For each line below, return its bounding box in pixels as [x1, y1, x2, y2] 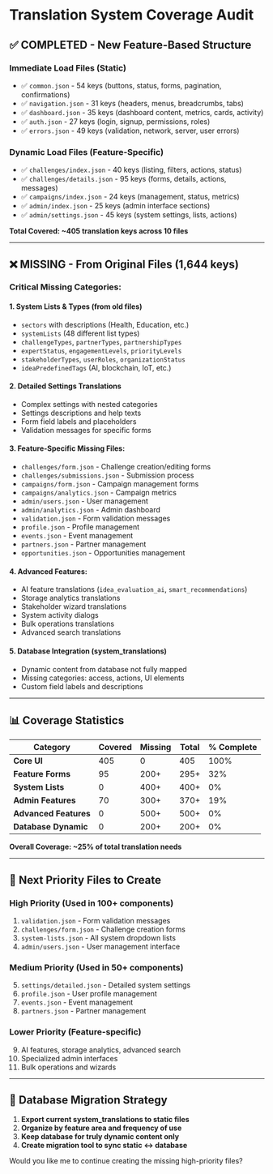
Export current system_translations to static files [20, 1115, 190, 1125]
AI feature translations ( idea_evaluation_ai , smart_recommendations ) [20, 585, 248, 594]
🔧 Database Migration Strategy [9, 1093, 168, 1107]
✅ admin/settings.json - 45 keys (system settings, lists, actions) [20, 210, 237, 220]
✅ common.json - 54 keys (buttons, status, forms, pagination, [20, 80, 222, 90]
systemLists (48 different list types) [20, 328, 140, 338]
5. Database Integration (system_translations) [9, 646, 167, 656]
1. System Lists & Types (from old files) [9, 302, 143, 311]
